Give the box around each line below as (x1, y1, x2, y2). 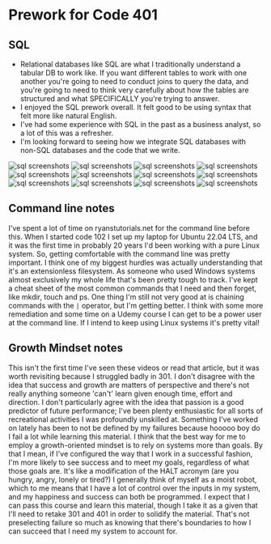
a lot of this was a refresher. (19, 128, 114, 138)
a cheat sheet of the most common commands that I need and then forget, (8, 283, 257, 293)
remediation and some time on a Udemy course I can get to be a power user (8, 309, 262, 319)
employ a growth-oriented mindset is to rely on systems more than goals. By (8, 440, 263, 450)
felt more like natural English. (19, 111, 117, 121)
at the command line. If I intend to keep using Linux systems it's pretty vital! (8, 317, 260, 327)
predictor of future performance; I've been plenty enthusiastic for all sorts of (8, 406, 264, 415)
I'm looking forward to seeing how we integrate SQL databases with (19, 137, 247, 147)
